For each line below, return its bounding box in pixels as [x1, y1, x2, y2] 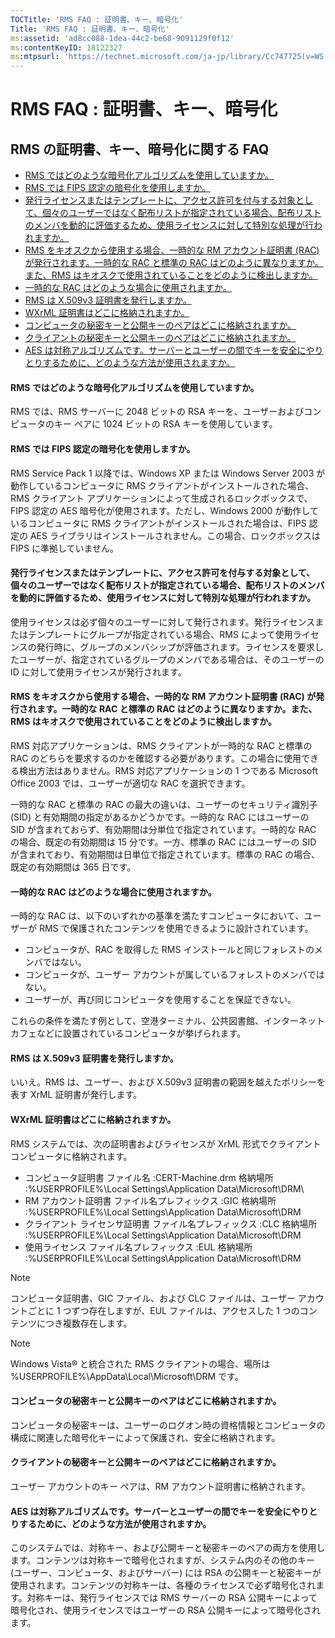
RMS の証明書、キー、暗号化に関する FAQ [10, 141, 270, 158]
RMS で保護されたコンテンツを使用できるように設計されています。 [38, 922, 314, 935]
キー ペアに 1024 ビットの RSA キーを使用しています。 [53, 418, 278, 430]
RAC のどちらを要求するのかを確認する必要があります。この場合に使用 [10, 752, 302, 764]
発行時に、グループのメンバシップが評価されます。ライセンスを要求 [36, 641, 315, 653]
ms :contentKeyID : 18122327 [10, 42, 123, 53]
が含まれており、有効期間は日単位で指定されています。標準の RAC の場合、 [10, 848, 321, 860]
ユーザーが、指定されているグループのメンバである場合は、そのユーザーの [18, 653, 325, 665]
